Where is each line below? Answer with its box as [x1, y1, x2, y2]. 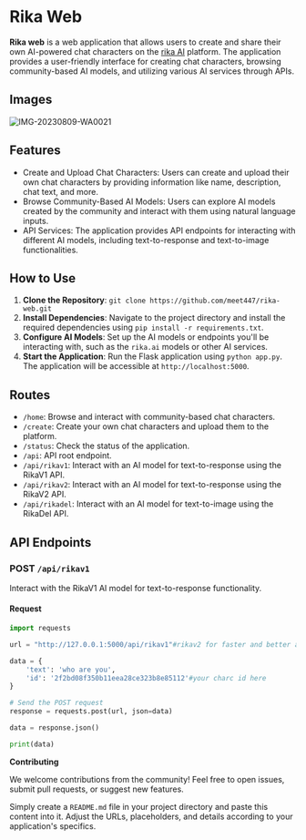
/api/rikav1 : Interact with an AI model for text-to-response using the [22, 460, 282, 471]
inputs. [22, 215, 49, 226]
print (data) [9, 740, 55, 749]
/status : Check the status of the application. [22, 440, 190, 452]
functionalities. [22, 244, 79, 255]
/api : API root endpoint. [22, 450, 112, 461]
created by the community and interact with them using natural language [22, 205, 296, 216]
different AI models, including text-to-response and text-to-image [22, 234, 270, 245]
